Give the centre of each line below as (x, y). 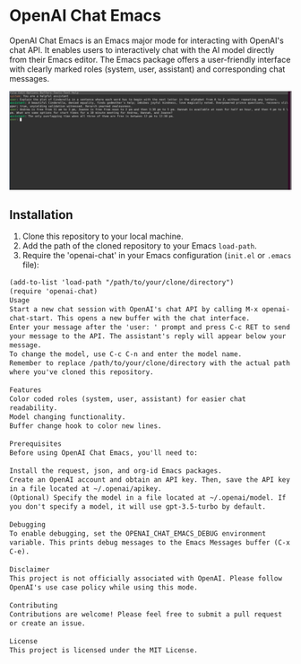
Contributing (34, 606)
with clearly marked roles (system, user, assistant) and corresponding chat (147, 69)
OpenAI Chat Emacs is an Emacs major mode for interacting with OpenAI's (146, 40)
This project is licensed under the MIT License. (104, 651)
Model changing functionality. (68, 417)
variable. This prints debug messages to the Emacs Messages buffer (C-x (150, 543)
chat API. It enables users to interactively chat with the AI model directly (142, 49)
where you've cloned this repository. (82, 372)
